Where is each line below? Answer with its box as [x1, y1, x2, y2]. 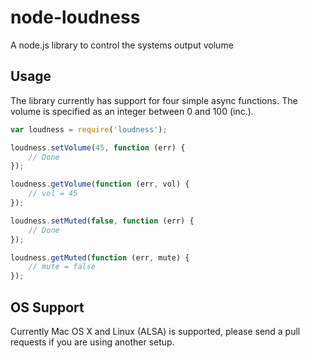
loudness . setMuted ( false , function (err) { [10, 216, 195, 226]
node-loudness [10, 6, 141, 29]
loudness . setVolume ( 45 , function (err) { [10, 142, 186, 153]
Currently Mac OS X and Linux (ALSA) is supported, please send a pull [10, 325, 301, 337]
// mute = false [28, 262, 97, 272]
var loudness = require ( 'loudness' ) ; [10, 124, 168, 135]
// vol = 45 [28, 189, 78, 199]
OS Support [10, 299, 85, 316]
